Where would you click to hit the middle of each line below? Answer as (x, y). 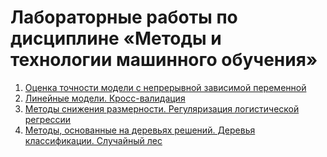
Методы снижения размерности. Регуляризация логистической (162, 108)
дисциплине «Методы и (116, 38)
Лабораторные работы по (124, 17)
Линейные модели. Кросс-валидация (105, 98)
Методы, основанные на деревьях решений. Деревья (140, 130)
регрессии (48, 119)
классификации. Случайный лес (93, 140)
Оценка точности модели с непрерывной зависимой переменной (165, 87)
